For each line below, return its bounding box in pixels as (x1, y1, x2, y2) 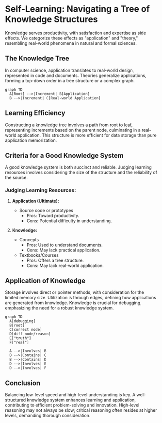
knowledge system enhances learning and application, (27, 397, 136, 403)
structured (5, 397, 26, 403)
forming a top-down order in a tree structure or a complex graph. (5, 77, 135, 83)
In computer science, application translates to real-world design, (5, 67, 134, 73)
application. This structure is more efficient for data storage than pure (17, 132, 157, 138)
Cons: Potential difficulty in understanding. (26, 218, 112, 224)
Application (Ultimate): (12, 198, 59, 204)
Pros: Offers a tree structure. (26, 257, 84, 263)
